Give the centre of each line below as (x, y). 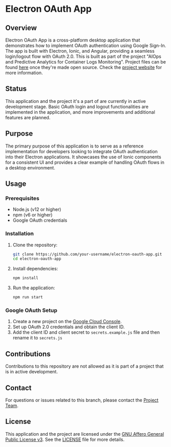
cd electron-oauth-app (37, 259)
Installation (20, 233)
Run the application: (34, 288)
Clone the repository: (35, 245)
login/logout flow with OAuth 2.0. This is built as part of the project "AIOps (83, 56)
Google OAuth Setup (31, 310)
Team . (12, 406)
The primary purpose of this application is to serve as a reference (74, 146)
